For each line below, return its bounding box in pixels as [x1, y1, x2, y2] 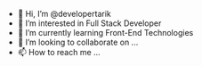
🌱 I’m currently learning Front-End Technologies [17, 28, 194, 37]
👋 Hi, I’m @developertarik [17, 9, 111, 19]
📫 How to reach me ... [17, 47, 101, 57]
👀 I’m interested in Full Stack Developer [17, 18, 162, 29]
